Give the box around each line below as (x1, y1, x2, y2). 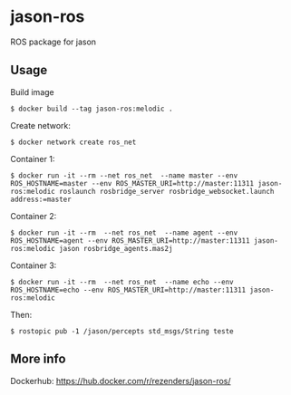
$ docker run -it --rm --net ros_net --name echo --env (10, 277, 234, 286)
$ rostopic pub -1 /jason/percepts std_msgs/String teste (10, 326, 234, 336)
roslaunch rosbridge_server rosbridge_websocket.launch (58, 187, 275, 196)
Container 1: (10, 153, 55, 164)
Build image (10, 86, 54, 97)
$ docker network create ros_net (10, 138, 137, 147)
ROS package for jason (10, 36, 97, 47)
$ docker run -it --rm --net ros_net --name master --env (10, 170, 238, 180)
